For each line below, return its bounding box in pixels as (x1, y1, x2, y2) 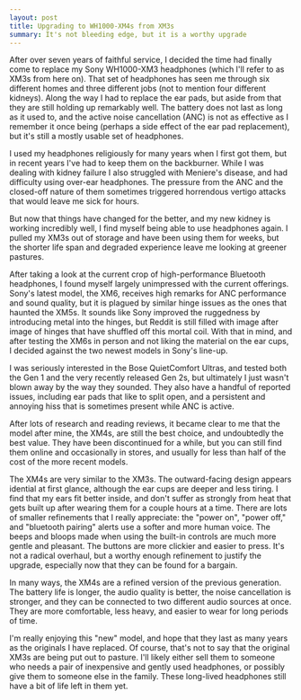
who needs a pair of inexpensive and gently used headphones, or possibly (9, 661, 286, 672)
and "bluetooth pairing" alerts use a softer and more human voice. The (9, 522, 271, 533)
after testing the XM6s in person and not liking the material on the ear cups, (9, 336, 289, 347)
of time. (9, 616, 38, 626)
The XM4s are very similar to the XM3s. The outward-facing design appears (9, 474, 292, 485)
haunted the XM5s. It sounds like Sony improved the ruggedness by (9, 307, 261, 318)
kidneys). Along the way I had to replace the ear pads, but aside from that (9, 93, 282, 103)
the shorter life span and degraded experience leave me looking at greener (9, 242, 288, 253)
